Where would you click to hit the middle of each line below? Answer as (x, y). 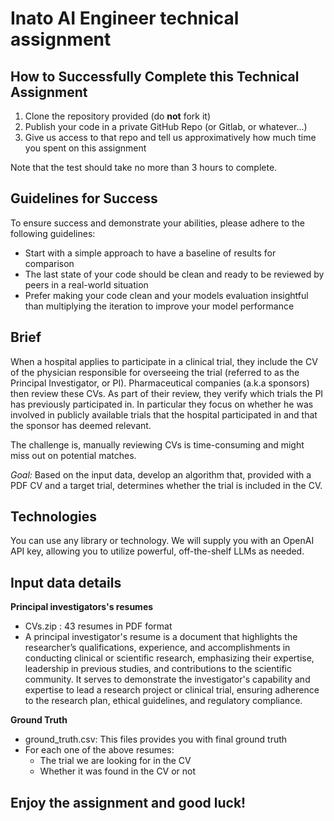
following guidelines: (53, 233)
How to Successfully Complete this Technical (155, 76)
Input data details (66, 582)
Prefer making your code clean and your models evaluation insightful (166, 295)
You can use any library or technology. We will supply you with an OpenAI (162, 541)
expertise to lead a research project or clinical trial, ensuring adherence (172, 690)
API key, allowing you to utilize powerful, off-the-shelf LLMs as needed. (157, 551)
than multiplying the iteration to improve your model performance (159, 306)
